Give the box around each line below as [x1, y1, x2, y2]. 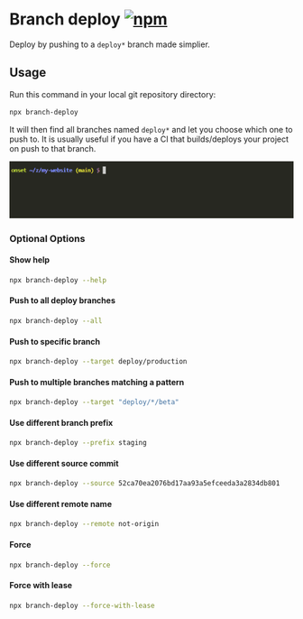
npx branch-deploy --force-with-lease [9, 601, 155, 610]
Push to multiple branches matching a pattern [9, 376, 185, 387]
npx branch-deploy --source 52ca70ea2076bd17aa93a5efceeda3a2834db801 [9, 479, 280, 488]
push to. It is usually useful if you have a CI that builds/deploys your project [9, 134, 289, 144]
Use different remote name [9, 498, 113, 509]
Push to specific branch [9, 336, 101, 346]
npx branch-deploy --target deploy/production [9, 357, 188, 366]
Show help [9, 254, 50, 265]
